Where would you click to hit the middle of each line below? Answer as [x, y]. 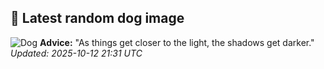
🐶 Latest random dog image [97, 18]
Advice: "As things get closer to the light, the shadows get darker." [177, 42]
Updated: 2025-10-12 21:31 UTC [76, 53]
